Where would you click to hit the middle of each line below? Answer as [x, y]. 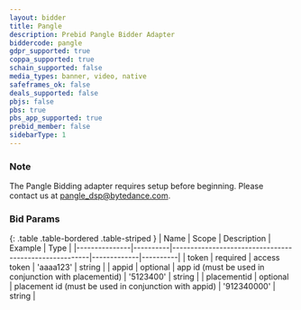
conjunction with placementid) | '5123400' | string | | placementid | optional [149, 277]
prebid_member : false [50, 127]
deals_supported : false [54, 93]
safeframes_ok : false [50, 85]
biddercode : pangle [46, 43]
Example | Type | [41, 248]
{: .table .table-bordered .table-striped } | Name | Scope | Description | [140, 239]
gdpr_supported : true [50, 51]
